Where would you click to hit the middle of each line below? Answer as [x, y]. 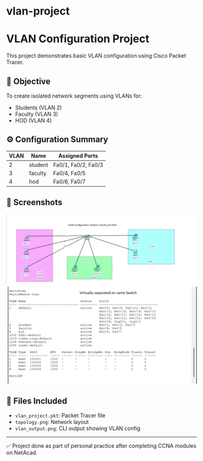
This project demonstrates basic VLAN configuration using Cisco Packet [96, 56]
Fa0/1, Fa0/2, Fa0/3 [79, 164]
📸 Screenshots [34, 202]
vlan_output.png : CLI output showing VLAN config [78, 428]
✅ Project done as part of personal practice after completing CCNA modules [101, 446]
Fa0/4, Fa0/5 [69, 173]
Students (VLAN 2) [38, 107]
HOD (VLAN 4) [33, 120]
